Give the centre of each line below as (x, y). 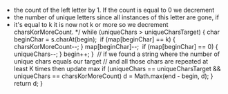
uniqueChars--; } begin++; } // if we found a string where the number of (116, 54)
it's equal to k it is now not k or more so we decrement (91, 25)
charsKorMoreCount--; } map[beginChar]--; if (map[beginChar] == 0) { (116, 47)
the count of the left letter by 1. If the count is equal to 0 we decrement (114, 10)
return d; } (28, 83)
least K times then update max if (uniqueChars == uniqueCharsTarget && (117, 69)
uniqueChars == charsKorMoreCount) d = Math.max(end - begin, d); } (113, 76)
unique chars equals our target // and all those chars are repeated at (111, 61)
